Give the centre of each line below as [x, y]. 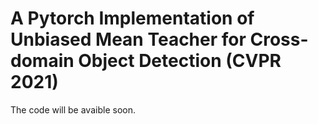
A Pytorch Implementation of [132, 18]
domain [42, 61]
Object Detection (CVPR [180, 61]
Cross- [279, 39]
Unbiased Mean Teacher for [128, 39]
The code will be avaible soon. [73, 109]
